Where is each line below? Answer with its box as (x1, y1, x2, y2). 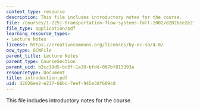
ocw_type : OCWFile (6, 48, 52, 54)
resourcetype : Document (6, 70, 65, 76)
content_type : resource (6, 8, 65, 15)
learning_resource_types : (6, 31, 70, 37)
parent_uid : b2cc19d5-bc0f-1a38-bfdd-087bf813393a (6, 64, 135, 70)
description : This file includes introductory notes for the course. (6, 14, 183, 20)
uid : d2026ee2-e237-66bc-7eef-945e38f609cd (6, 81, 116, 87)
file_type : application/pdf (6, 25, 76, 32)
